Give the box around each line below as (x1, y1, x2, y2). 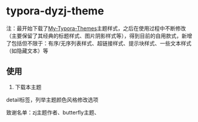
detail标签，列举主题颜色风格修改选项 (6, 96, 99, 103)
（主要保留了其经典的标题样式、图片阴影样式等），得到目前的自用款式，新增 (6, 32, 193, 39)
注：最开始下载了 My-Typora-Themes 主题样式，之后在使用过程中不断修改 (6, 25, 187, 32)
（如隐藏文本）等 (6, 47, 48, 54)
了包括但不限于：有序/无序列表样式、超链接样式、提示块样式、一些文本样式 (6, 39, 192, 47)
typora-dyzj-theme (6, 4, 105, 18)
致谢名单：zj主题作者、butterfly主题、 (6, 109, 100, 116)
